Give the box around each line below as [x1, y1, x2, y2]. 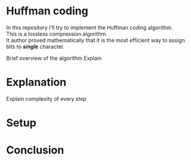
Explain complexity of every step [6, 95, 87, 102]
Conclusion [6, 143, 64, 157]
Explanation [6, 76, 67, 89]
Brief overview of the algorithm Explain [6, 54, 102, 61]
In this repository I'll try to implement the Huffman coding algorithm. [6, 24, 173, 31]
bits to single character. [6, 43, 65, 50]
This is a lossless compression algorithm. [6, 30, 107, 37]
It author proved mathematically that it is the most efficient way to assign [6, 36, 185, 44]
